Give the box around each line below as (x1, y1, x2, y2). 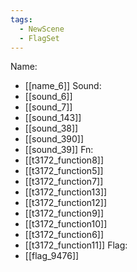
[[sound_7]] (24, 101, 73, 113)
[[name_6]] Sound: (24, 80, 102, 92)
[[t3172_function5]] (24, 165, 104, 177)
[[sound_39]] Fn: (24, 144, 94, 156)
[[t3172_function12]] (24, 197, 108, 209)
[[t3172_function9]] (24, 207, 105, 220)
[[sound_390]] (24, 133, 85, 145)
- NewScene (19, 24, 65, 34)
